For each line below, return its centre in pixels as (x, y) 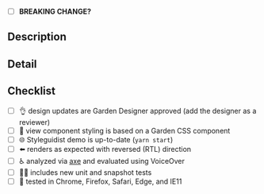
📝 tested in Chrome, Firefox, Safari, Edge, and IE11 (100, 181)
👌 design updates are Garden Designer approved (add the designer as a (138, 111)
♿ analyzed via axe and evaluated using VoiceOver (102, 161)
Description (37, 37)
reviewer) (34, 122)
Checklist (32, 91)
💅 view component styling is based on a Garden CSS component (124, 130)
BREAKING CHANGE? (55, 12)
